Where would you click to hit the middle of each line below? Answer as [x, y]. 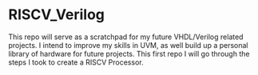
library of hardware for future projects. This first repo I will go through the [129, 53]
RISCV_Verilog [57, 15]
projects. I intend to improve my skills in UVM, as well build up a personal [129, 45]
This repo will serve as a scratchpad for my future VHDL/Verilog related [126, 37]
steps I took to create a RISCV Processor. [76, 62]
